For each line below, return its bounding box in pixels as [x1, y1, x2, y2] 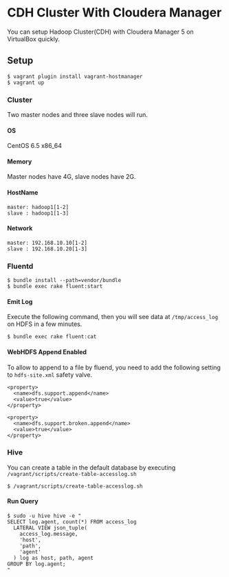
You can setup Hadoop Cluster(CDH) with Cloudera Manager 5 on [7, 28, 194, 36]
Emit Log [7, 297, 33, 305]
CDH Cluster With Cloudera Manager [7, 5, 222, 21]
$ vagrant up [7, 79, 45, 86]
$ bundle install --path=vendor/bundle [7, 277, 122, 284]
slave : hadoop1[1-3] [7, 210, 69, 217]
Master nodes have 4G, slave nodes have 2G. [7, 173, 136, 181]
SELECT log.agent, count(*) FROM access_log [7, 519, 137, 525]
